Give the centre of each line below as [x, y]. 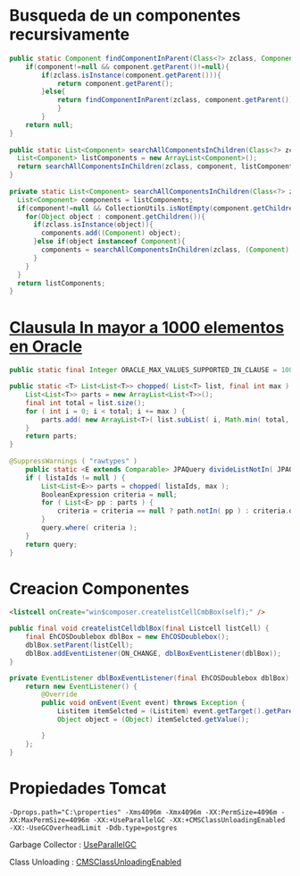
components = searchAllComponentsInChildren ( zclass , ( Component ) [166, 250]
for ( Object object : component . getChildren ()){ [115, 217]
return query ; [51, 544]
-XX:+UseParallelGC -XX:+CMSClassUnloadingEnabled [189, 820]
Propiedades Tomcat [88, 788]
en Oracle [46, 346]
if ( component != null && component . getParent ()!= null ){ [127, 67]
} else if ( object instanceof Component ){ [109, 242]
